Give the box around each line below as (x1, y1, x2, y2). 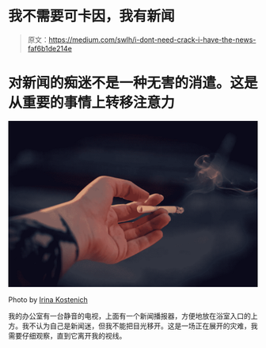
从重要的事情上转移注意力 (8, 94, 176, 112)
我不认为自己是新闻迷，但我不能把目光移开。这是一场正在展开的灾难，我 (21, 321, 258, 331)
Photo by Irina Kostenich (8, 294, 89, 304)
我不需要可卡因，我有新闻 (8, 7, 176, 25)
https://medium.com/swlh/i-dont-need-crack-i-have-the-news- (48, 35, 256, 44)
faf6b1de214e (27, 43, 73, 53)
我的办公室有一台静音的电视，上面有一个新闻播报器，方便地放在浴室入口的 (8, 311, 251, 320)
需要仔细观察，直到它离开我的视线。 (8, 331, 127, 340)
